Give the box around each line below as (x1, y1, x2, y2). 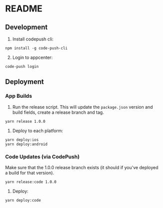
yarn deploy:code (5, 198, 41, 203)
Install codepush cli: (12, 36, 54, 42)
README (5, 3, 43, 14)
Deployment (5, 78, 44, 86)
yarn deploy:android (5, 142, 48, 147)
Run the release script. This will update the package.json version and (12, 104, 153, 110)
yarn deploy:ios (5, 137, 39, 142)
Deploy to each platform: (12, 128, 64, 134)
